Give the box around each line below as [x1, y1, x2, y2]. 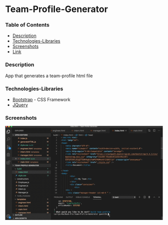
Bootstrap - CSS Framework [12, 97, 71, 103]
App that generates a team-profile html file [5, 73, 93, 79]
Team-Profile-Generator [5, 4, 108, 15]
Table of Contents [5, 22, 50, 29]
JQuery [12, 102, 28, 108]
